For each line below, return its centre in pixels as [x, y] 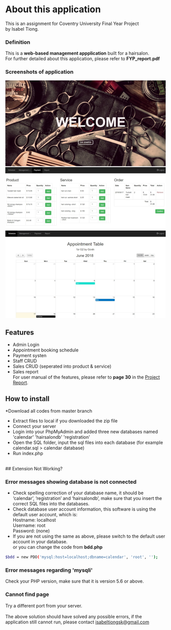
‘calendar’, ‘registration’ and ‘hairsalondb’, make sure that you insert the [87, 498]
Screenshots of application [39, 72]
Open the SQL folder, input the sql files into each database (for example [88, 442]
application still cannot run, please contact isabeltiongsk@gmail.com [77, 622]
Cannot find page [27, 594]
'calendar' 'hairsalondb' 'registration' [51, 437]
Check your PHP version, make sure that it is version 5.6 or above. [75, 581]
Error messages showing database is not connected [71, 482]
